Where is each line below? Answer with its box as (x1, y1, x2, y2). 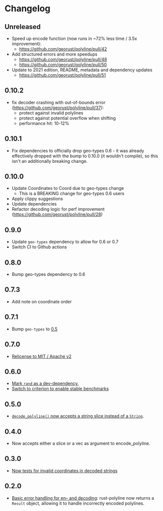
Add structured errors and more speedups (11, 51, 98, 57)
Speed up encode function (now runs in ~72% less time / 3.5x (11, 35, 137, 41)
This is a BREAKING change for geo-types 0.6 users (19, 190, 125, 197)
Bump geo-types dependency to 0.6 (11, 271, 85, 277)
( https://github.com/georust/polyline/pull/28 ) (11, 211, 103, 217)
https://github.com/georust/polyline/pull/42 (19, 46, 108, 52)
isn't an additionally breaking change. (11, 158, 88, 164)
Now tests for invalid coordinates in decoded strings (11, 468, 118, 474)
